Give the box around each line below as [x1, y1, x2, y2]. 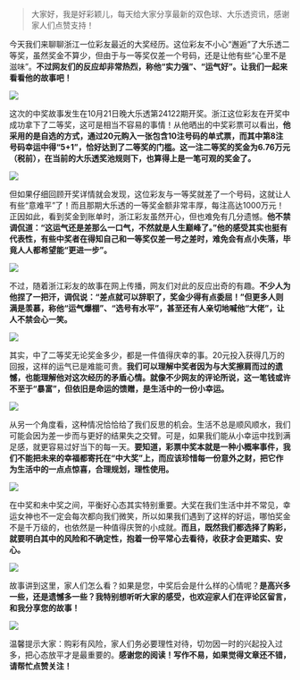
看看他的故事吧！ [9, 72, 72, 83]
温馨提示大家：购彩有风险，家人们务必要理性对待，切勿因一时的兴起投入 [9, 639, 275, 649]
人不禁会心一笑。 [9, 314, 72, 325]
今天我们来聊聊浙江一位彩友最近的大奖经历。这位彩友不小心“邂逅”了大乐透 [9, 39, 283, 49]
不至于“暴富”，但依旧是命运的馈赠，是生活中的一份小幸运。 [9, 384, 229, 394]
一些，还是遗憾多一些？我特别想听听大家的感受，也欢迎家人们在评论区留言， [9, 591, 291, 602]
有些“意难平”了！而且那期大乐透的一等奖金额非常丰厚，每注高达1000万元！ [9, 200, 285, 210]
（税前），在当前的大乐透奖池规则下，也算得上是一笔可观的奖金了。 [9, 153, 256, 164]
